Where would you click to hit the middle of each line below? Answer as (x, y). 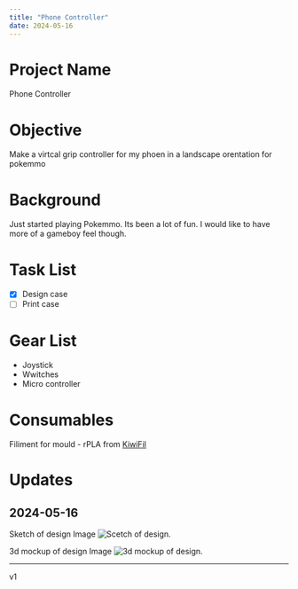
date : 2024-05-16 (41, 26)
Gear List (43, 340)
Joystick (37, 365)
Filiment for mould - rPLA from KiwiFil (78, 444)
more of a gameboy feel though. (68, 234)
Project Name (60, 70)
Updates (41, 480)
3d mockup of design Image (61, 552)
